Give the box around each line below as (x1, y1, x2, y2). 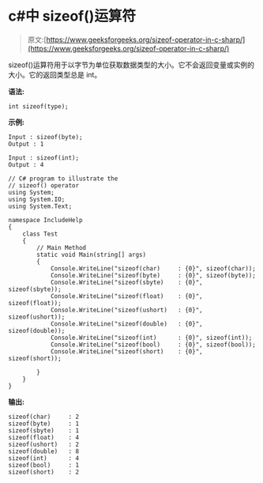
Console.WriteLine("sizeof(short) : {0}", (50, 347, 203, 356)
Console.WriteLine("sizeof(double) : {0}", (50, 319, 203, 328)
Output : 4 (8, 160, 44, 168)
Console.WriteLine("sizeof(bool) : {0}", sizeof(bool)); (50, 341, 257, 349)
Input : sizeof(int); (8, 153, 80, 162)
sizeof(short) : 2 (8, 468, 80, 476)
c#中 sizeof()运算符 (8, 7, 137, 25)
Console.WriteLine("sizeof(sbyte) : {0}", (50, 278, 203, 286)
